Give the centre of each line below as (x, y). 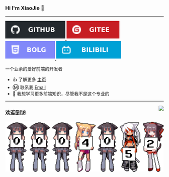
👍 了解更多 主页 (29, 79)
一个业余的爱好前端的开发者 (34, 69)
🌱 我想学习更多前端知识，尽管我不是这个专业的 (61, 94)
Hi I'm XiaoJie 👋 (25, 8)
